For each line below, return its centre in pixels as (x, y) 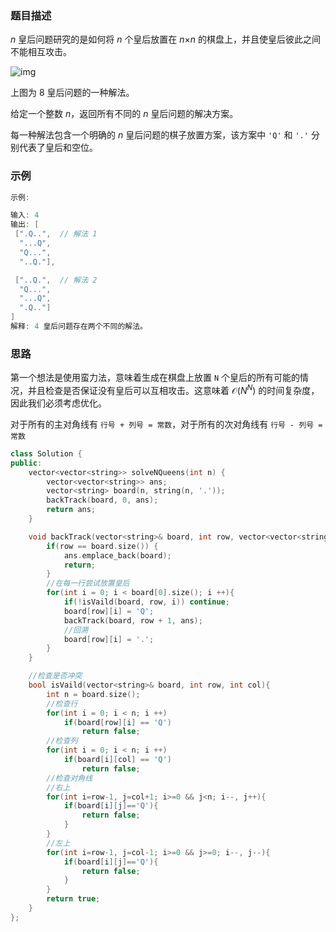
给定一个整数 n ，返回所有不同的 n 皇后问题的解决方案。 (124, 114)
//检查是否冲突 (55, 676)
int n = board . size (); (93, 694)
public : (26, 463)
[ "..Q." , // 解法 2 (56, 280)
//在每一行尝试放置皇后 (88, 583)
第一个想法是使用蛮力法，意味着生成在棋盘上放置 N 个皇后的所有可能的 (155, 378)
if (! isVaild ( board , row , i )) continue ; (146, 602)
